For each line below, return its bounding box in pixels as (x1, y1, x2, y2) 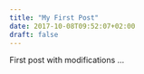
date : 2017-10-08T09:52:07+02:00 (9, 22, 136, 31)
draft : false (9, 30, 59, 39)
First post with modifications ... (9, 55, 125, 66)
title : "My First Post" (9, 13, 100, 23)
